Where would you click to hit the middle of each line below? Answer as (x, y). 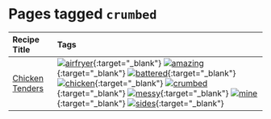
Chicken (28, 78)
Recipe (26, 39)
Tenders (28, 88)
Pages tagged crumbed (83, 14)
